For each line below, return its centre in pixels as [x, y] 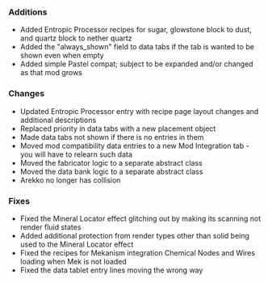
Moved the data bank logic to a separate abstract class [111, 171]
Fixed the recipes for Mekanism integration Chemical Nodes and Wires [138, 252]
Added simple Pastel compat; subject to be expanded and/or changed [136, 64]
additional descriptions [58, 120]
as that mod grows [51, 73]
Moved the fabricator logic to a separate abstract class [111, 163]
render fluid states [50, 227]
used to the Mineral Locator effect [77, 244]
